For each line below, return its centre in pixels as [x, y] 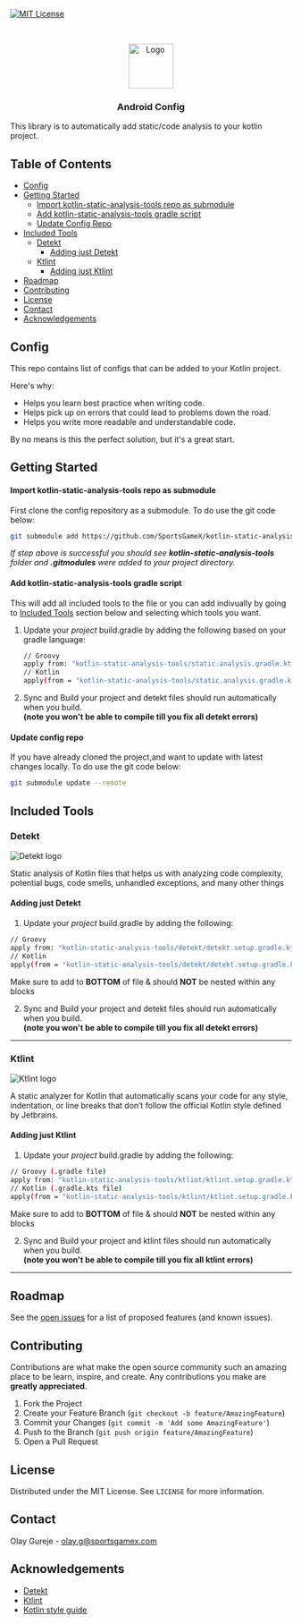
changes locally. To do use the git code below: [96, 767]
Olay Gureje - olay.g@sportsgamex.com [84, 1541]
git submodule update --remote [68, 783]
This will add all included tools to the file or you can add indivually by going [148, 603]
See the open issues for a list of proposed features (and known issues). [142, 1318]
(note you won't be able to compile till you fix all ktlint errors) [138, 1259]
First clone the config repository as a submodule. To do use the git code [143, 510]
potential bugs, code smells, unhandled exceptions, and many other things [147, 882]
